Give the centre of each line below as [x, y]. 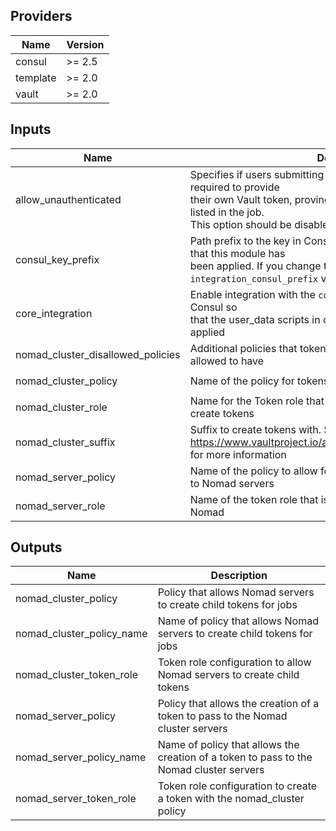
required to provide [234, 187]
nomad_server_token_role [76, 799]
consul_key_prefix [57, 259]
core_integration [54, 313]
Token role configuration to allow [234, 662]
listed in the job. [227, 212]
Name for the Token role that [257, 401]
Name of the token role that [254, 499]
